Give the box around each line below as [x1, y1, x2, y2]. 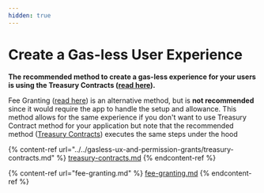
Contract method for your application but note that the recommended [8, 120, 235, 131]
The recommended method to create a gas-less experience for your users [8, 72, 257, 81]
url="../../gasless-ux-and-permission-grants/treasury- [58, 144, 235, 154]
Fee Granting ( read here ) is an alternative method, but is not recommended [8, 96, 255, 105]
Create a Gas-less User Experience [8, 45, 243, 63]
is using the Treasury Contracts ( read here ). [8, 80, 156, 89]
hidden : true [8, 11, 51, 20]
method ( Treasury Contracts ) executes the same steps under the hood [8, 129, 239, 138]
